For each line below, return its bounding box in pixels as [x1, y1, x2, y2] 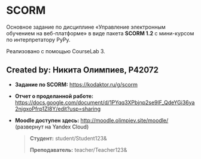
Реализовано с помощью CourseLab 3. [6, 47, 106, 54]
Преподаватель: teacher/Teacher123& [29, 146, 127, 153]
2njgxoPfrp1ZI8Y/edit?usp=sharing [14, 105, 101, 112]
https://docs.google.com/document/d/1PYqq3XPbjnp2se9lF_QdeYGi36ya [14, 99, 195, 106]
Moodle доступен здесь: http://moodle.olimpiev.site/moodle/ [14, 117, 169, 124]
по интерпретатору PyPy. [6, 36, 71, 43]
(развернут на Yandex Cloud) [14, 123, 89, 130]
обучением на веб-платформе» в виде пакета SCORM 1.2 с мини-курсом [6, 29, 194, 36]
